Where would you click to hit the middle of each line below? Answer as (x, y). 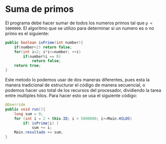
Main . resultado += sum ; (39, 133)
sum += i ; (42, 128)
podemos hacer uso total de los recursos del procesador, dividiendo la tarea (83, 90)
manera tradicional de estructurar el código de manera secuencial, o (75, 85)
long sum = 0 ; (29, 114)
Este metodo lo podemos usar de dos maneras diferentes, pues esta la (78, 80)
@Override (15, 105)
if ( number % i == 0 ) (42, 56)
